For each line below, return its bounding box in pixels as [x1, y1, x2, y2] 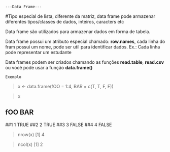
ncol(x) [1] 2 [17, 141, 43, 147]
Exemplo [5, 74, 22, 80]
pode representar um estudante [5, 49, 72, 55]
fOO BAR [5, 108, 34, 117]
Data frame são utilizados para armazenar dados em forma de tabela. [5, 29, 151, 35]
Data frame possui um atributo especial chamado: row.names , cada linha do [5, 38, 165, 44]
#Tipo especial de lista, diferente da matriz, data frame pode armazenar [5, 13, 156, 19]
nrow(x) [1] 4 [17, 131, 45, 137]
